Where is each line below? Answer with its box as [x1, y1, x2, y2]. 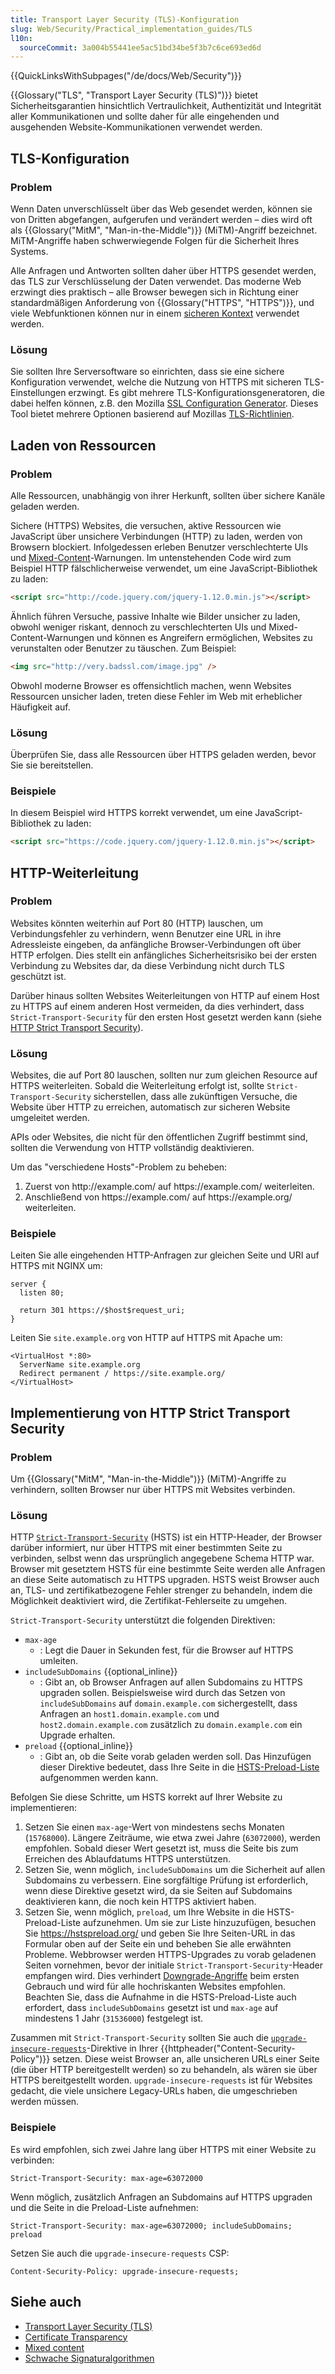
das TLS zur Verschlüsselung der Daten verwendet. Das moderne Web [10, 275, 302, 287]
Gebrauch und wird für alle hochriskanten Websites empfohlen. [24, 1981, 287, 1993]
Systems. [10, 245, 49, 257]
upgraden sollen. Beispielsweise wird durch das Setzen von [39, 1687, 286, 1699]
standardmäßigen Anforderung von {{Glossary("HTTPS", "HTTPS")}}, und [10, 296, 315, 308]
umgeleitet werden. [10, 1112, 90, 1124]
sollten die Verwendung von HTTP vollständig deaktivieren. [10, 1142, 255, 1154]
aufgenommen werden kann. [39, 1772, 159, 1784]
